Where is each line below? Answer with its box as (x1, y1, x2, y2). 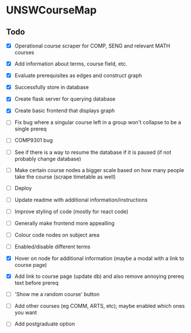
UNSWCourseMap (6, 4, 97, 17)
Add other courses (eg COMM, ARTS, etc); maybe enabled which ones (14, 303, 185, 310)
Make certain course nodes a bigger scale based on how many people (14, 166, 185, 173)
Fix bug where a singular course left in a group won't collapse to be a (14, 119, 181, 126)
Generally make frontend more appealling (14, 219, 115, 226)
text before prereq (14, 279, 59, 287)
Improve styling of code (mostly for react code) (14, 208, 129, 215)
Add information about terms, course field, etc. (14, 60, 127, 67)
